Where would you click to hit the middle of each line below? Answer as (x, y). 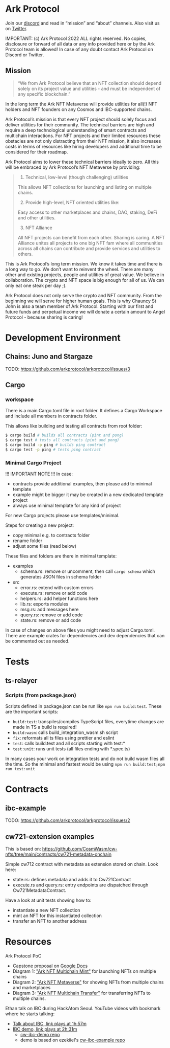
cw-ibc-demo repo (40, 1034)
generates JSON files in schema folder (61, 577)
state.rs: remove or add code (51, 620)
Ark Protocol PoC (23, 956)
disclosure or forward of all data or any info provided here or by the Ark (80, 43)
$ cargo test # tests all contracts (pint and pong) (62, 440)
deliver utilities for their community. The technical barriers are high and (80, 125)
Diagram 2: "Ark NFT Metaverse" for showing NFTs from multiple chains (88, 982)
